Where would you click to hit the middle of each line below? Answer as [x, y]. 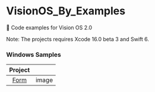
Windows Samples [34, 54]
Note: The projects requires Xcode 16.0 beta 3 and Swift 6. [78, 39]
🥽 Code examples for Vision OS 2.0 [49, 27]
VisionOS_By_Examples [66, 11]
